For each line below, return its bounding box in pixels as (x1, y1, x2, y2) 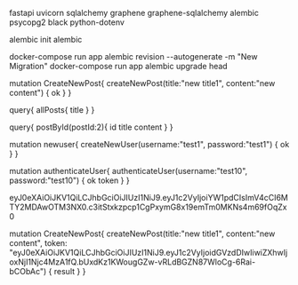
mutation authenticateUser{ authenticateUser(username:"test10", (9, 166, 248, 176)
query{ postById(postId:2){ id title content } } (9, 122, 173, 132)
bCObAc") (9, 266, 47, 276)
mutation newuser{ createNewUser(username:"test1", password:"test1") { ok (9, 139, 290, 149)
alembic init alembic (9, 35, 83, 44)
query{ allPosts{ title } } (9, 105, 95, 115)
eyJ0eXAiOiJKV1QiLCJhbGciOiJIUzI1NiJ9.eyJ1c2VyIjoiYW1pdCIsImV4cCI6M (9, 193, 289, 202)
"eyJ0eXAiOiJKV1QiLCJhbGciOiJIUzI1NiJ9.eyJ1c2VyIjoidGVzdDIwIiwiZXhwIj (9, 248, 288, 257)
